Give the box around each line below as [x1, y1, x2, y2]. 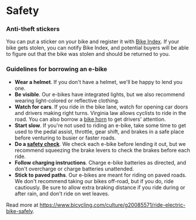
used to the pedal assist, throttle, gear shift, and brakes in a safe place [14, 128, 184, 135]
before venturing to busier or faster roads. [14, 134, 116, 141]
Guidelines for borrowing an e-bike [6, 65, 108, 74]
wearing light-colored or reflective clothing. [14, 97, 120, 104]
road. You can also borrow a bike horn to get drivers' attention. [14, 116, 166, 123]
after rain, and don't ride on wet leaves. [14, 190, 110, 197]
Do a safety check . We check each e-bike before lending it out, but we [14, 140, 186, 147]
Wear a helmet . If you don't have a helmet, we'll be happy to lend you [14, 78, 183, 85]
